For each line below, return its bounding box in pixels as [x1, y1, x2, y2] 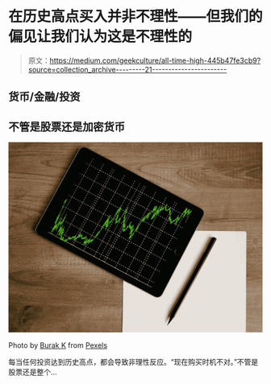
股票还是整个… [8, 367, 58, 377]
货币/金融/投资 [8, 90, 81, 104]
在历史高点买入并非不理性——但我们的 [8, 7, 264, 26]
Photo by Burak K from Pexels [8, 341, 107, 350]
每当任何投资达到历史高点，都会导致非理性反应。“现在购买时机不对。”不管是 [8, 357, 259, 367]
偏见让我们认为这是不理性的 [8, 27, 193, 46]
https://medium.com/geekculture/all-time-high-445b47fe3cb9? [49, 56, 261, 65]
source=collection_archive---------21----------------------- [27, 64, 227, 74]
